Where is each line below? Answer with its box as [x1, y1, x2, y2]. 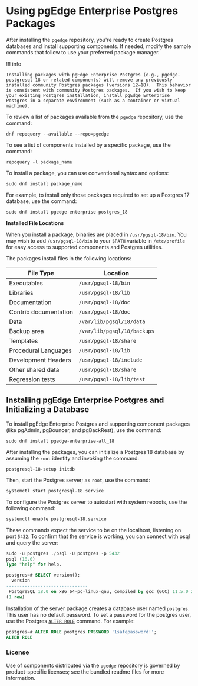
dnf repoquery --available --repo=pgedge [6, 131, 110, 137]
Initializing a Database [6, 404, 90, 415]
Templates [9, 336, 38, 344]
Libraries [9, 288, 34, 297]
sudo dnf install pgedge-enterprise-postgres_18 [6, 209, 128, 215]
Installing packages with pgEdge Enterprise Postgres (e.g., [6, 72, 160, 78]
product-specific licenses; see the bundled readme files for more [6, 668, 164, 675]
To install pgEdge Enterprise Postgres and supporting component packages [6, 420, 190, 427]
